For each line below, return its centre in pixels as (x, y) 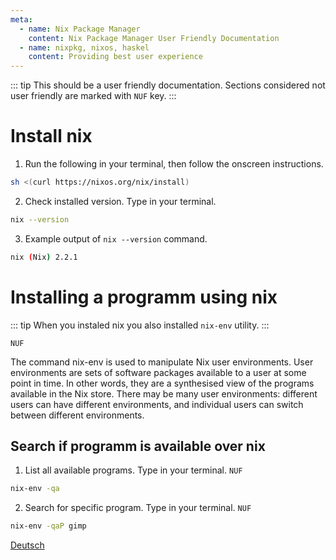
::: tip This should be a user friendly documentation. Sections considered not (168, 85)
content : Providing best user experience (115, 57)
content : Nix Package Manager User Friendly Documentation (154, 38)
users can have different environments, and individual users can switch (157, 404)
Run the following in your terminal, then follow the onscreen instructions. (174, 164)
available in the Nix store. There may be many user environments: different (164, 393)
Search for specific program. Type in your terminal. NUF (138, 508)
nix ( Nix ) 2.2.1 (44, 257)
